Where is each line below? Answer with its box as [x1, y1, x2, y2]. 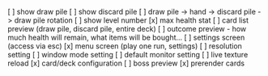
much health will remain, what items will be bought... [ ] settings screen [7, 32, 245, 42]
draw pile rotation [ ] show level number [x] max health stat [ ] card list [14, 15, 249, 25]
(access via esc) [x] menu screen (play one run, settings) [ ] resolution [7, 41, 242, 51]
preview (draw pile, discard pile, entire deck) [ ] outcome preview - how [7, 24, 247, 33]
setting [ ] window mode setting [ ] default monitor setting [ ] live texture [7, 50, 249, 59]
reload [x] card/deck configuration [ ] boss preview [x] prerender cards [7, 58, 245, 68]
